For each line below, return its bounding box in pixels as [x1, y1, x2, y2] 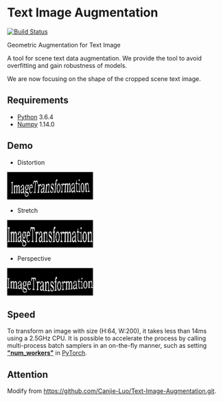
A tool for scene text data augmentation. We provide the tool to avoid [7, 54, 202, 62]
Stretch [16, 206, 38, 214]
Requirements [7, 95, 69, 106]
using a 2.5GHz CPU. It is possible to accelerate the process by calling [7, 334, 207, 342]
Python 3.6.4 [16, 113, 54, 121]
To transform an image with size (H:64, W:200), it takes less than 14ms [7, 327, 207, 335]
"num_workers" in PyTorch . [7, 348, 87, 357]
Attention [7, 368, 48, 380]
